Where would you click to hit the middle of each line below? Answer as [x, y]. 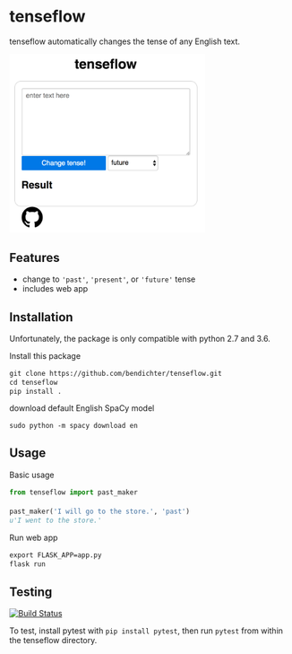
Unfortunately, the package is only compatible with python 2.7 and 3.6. [140, 338]
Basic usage [32, 475]
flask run [28, 564]
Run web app [34, 538]
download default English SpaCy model [82, 408]
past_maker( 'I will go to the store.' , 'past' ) [100, 511]
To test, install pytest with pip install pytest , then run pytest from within [146, 631]
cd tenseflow [34, 382]
